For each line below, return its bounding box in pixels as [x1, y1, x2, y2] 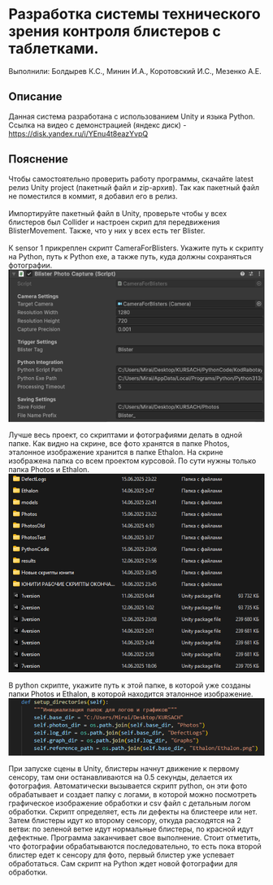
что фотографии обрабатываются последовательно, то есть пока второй [8, 842, 262, 852]
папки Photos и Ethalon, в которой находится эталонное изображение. [8, 689, 253, 699]
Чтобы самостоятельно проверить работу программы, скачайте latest [8, 174, 254, 184]
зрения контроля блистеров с [8, 22, 222, 41]
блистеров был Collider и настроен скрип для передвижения [8, 217, 220, 227]
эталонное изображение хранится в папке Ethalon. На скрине [8, 448, 223, 458]
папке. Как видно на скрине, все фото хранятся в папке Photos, [8, 439, 230, 449]
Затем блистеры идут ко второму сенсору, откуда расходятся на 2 [8, 816, 241, 826]
